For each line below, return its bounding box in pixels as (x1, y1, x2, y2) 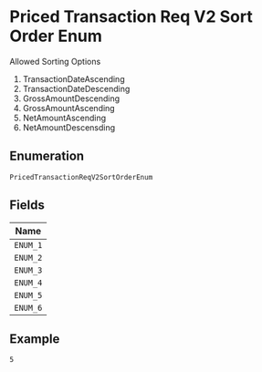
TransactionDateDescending (22, 83, 131, 94)
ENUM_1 (14, 240, 43, 250)
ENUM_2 (14, 253, 43, 263)
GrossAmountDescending (22, 93, 121, 104)
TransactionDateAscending (22, 73, 125, 84)
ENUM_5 (14, 290, 43, 300)
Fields (9, 198, 46, 213)
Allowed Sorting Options (9, 56, 101, 67)
